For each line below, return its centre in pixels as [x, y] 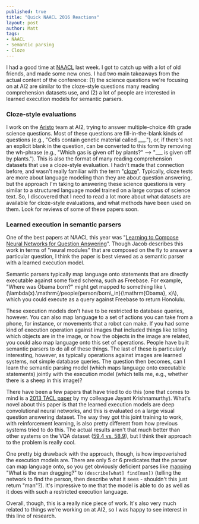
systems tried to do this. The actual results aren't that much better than [93, 430]
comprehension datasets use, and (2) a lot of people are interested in [91, 92]
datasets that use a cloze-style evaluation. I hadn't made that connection [95, 165]
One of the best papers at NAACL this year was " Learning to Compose [93, 238]
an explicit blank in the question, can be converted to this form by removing [99, 146]
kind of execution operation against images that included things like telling [97, 330]
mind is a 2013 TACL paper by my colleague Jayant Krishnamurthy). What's [99, 398]
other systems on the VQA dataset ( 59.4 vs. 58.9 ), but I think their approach [99, 436]
